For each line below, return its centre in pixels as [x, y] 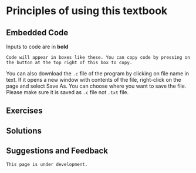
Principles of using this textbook [87, 11]
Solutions [24, 131]
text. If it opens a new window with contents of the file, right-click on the [94, 80]
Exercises [24, 111]
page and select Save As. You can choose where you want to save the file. [96, 86]
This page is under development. [47, 164]
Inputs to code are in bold [37, 46]
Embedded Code [37, 33]
